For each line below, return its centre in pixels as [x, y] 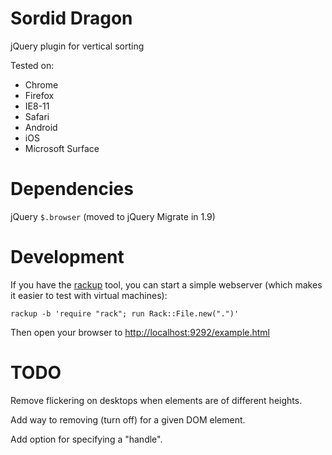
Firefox [39, 95]
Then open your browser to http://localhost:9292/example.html [140, 332]
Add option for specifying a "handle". [86, 439]
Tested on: [32, 65]
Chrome [41, 84]
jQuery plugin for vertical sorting [77, 46]
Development [67, 257]
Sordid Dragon [71, 18]
